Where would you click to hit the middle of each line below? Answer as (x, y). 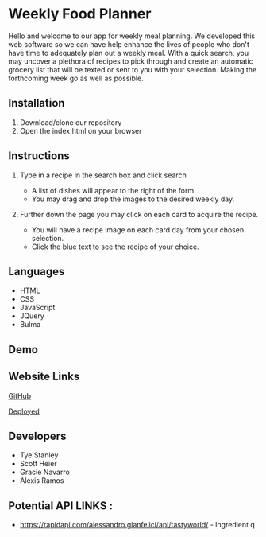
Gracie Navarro (44, 472)
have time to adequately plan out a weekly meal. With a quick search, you (128, 53)
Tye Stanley (39, 455)
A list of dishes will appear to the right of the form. (114, 190)
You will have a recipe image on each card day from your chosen (138, 230)
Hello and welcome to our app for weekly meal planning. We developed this (132, 36)
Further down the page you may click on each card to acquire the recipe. (139, 214)
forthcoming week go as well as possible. (76, 78)
